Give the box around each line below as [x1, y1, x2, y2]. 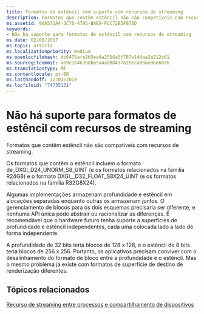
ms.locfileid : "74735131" [6, 83, 72, 89]
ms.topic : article [6, 43, 53, 49]
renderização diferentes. [6, 267, 68, 274]
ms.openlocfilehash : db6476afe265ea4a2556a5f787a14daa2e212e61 [6, 54, 170, 60]
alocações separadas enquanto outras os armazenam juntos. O [6, 197, 165, 204]
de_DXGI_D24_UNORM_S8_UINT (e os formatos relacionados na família [6, 166, 185, 173]
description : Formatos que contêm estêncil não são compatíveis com [6, 15, 183, 21]
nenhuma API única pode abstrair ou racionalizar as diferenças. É [6, 210, 170, 217]
